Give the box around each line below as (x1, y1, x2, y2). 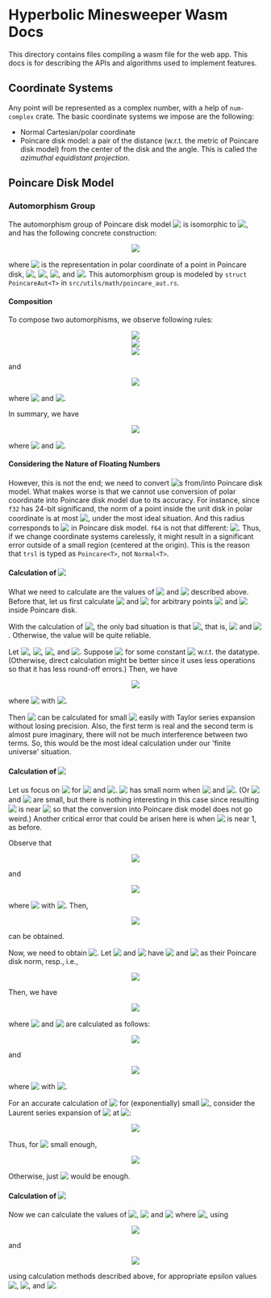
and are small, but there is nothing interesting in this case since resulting (8, 795, 260, 804)
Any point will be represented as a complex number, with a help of (8, 102, 228, 112)
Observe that (8, 838, 52, 848)
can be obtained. (8, 932, 65, 941)
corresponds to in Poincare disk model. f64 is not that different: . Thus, (8, 523, 261, 532)
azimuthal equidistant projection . (19, 152, 131, 162)
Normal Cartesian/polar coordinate (19, 127, 135, 136)
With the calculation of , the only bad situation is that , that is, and (8, 622, 252, 632)
